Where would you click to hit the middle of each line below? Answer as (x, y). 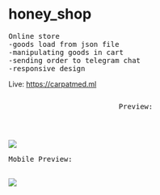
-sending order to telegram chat (75, 60)
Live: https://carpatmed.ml (53, 84)
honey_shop (50, 14)
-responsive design (47, 68)
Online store (34, 36)
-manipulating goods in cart (66, 52)
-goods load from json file (64, 44)
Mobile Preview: (40, 159)
